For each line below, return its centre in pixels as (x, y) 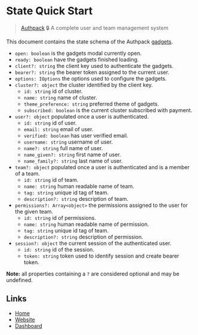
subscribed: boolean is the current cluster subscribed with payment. (108, 110)
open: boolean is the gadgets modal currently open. (78, 53)
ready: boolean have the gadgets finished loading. (77, 59)
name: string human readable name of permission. (86, 224)
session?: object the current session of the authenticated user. (93, 243)
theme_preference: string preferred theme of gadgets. (91, 104)
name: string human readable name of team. (79, 186)
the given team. (34, 211)
